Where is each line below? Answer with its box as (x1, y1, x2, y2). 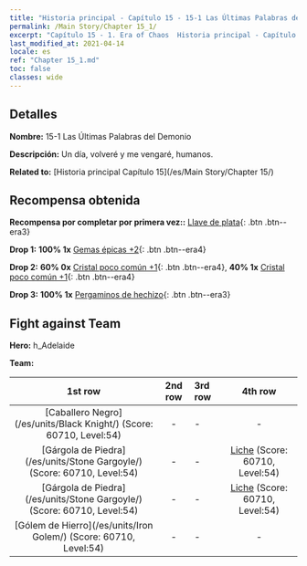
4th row (241, 385, 277, 398)
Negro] (91, 406, 123, 419)
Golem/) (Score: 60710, (31, 530, 135, 543)
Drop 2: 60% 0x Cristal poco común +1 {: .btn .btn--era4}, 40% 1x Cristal (9, 262, 285, 273)
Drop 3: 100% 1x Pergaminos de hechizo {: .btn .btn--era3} (9, 289, 231, 300)
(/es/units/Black (14, 417, 83, 430)
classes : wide (9, 73, 64, 82)
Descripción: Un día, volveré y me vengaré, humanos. (9, 148, 214, 160)
